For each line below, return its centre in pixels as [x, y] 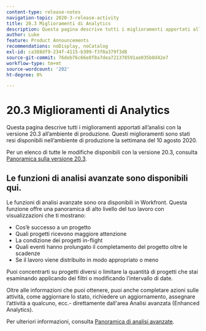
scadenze [28, 253]
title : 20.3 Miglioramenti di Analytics [59, 23]
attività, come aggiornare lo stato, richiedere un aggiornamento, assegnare [101, 297]
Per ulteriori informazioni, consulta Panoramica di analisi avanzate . [90, 321]
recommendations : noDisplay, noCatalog [57, 47]
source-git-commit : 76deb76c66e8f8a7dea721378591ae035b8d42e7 [87, 58]
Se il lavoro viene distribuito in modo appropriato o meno [87, 260]
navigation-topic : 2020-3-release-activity [63, 18]
